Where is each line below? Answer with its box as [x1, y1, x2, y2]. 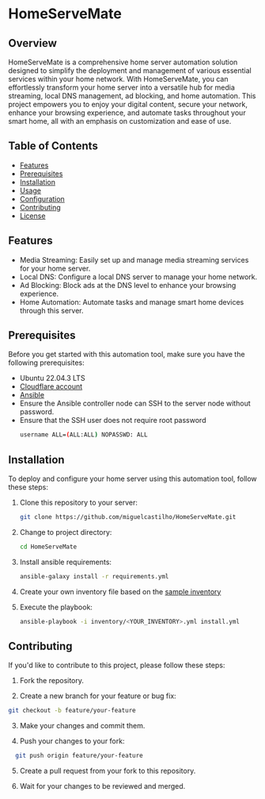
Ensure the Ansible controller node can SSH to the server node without [19, 398, 251, 409]
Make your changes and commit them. [19, 721, 146, 731]
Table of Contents [8, 140, 99, 153]
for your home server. [19, 263, 91, 273]
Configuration [19, 194, 65, 203]
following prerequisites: [8, 358, 85, 367]
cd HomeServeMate [19, 543, 78, 551]
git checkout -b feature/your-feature [8, 707, 136, 715]
